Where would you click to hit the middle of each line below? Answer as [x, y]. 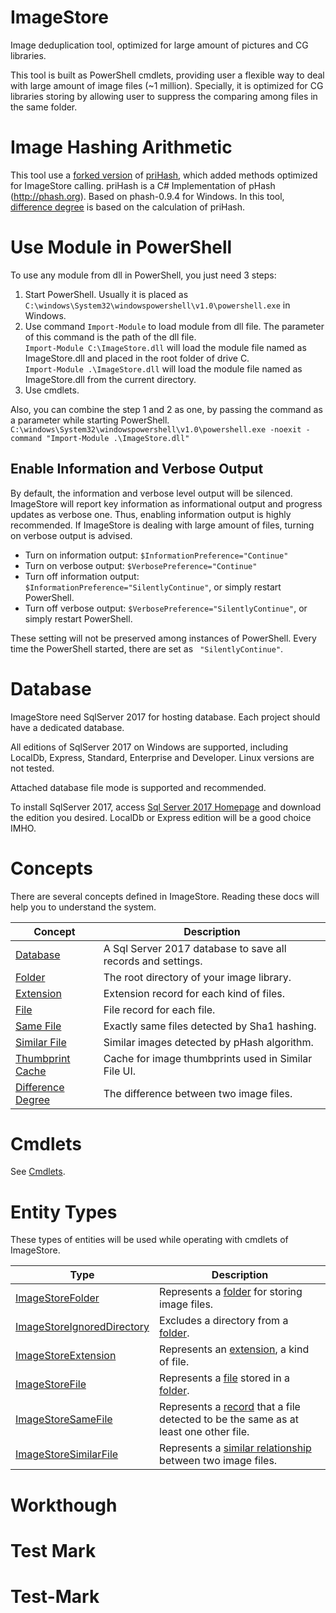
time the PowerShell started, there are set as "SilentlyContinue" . [147, 648]
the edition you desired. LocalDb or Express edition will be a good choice [161, 817]
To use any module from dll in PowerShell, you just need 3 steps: [143, 275]
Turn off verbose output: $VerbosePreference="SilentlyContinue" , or [166, 608]
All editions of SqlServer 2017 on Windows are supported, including [149, 747]
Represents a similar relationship [235, 1448]
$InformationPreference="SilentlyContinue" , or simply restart [153, 587]
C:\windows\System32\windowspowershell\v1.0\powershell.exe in [157, 305]
